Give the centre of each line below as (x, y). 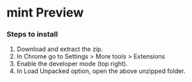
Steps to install (32, 34)
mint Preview (45, 13)
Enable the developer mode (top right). (72, 64)
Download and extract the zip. (60, 49)
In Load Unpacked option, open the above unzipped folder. (101, 71)
